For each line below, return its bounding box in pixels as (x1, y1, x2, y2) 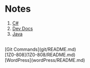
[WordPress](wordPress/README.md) (5, 57, 85, 63)
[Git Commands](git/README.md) (5, 46, 76, 52)
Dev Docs (12, 25, 33, 31)
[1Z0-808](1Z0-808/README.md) (5, 52, 76, 58)
